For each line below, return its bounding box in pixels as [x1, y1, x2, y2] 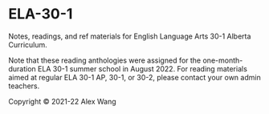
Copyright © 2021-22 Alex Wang [8, 96, 116, 106]
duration [8, 63, 36, 73]
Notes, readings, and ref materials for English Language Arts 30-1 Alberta [8, 31, 251, 41]
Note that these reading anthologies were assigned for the [8, 55, 202, 65]
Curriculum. [8, 39, 48, 49]
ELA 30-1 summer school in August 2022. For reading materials [37, 63, 247, 73]
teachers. [8, 81, 40, 91]
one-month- [202, 55, 243, 65]
